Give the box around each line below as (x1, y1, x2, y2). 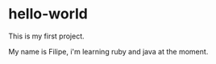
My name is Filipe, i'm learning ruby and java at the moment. (8, 46, 209, 56)
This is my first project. (8, 31, 85, 41)
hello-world (8, 5, 89, 23)
